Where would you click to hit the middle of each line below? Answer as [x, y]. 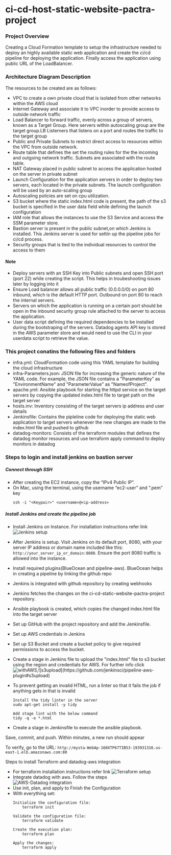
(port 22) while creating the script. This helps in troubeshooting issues [87, 278]
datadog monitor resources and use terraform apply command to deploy [89, 438]
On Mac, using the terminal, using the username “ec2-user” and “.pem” [88, 488]
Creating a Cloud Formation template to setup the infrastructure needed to [83, 48]
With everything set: [34, 794]
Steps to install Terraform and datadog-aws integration [63, 762]
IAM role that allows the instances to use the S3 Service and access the [88, 217]
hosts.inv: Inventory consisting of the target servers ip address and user [88, 406]
